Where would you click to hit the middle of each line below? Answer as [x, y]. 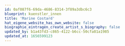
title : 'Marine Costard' [30, 18]
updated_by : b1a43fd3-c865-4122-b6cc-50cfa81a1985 [57, 32]
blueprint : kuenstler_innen [33, 14]
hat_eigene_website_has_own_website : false [49, 23]
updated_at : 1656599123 [29, 36]
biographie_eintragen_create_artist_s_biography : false [62, 27]
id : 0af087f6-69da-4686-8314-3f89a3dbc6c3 [48, 9]
